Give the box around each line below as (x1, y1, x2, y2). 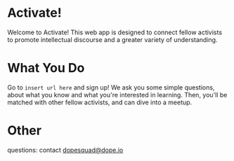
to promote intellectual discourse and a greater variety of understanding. (7, 35, 218, 43)
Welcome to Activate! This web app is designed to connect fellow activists (7, 28, 223, 36)
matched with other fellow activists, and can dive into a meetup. (7, 98, 193, 106)
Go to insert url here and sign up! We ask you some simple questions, (7, 83, 215, 92)
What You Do (7, 60, 85, 76)
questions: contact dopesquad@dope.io (7, 146, 124, 154)
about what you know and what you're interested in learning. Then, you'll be (7, 90, 228, 99)
